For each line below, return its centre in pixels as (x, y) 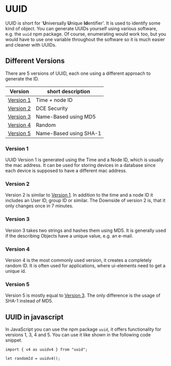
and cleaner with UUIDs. (31, 45)
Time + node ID (54, 100)
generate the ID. (22, 79)
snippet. (14, 340)
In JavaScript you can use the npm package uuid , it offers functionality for (83, 329)
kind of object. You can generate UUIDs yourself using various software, (81, 28)
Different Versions (35, 61)
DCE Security (52, 108)
